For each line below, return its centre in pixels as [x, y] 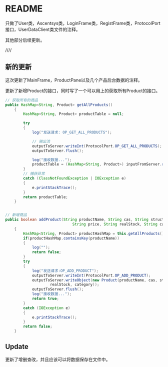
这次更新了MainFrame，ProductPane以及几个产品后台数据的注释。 [74, 80]
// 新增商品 [16, 215]
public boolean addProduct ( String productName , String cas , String [77, 220]
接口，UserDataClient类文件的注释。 [43, 29]
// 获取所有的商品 [22, 100]
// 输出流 [41, 141]
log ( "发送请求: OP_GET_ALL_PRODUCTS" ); [72, 132]
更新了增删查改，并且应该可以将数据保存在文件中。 [58, 359]
